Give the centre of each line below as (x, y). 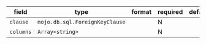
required (170, 12)
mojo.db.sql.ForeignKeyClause (82, 22)
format (142, 12)
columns (21, 32)
